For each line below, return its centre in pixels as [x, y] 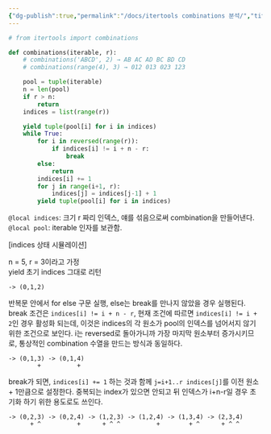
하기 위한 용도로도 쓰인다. [63, 402]
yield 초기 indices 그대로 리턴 [55, 272]
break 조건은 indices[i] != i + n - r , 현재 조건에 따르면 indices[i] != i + [133, 313]
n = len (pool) [46, 89]
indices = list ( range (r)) [67, 112]
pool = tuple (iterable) [63, 82]
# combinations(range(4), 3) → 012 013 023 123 [104, 68]
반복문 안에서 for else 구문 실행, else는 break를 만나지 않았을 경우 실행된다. [127, 304]
